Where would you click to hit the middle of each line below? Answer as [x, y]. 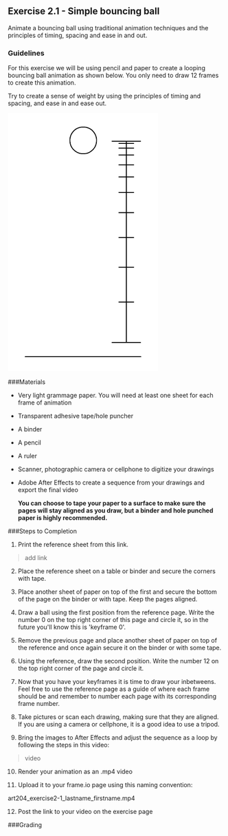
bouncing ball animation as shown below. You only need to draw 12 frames [113, 76]
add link [36, 558]
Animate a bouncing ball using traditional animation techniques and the [108, 28]
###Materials [27, 382]
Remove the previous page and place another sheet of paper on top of [117, 641]
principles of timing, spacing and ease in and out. [78, 35]
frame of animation [45, 403]
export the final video [48, 490]
